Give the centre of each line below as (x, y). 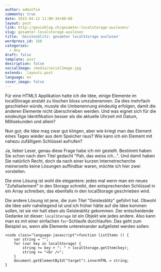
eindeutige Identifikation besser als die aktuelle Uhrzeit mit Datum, (71, 116)
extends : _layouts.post (29, 73)
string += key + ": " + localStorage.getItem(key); (76, 248)
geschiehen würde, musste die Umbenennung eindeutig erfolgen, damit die (80, 106)
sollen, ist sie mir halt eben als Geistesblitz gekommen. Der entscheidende (79, 211)
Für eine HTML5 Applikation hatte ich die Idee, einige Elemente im (71, 96)
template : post (20, 59)
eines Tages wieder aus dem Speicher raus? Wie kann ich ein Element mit (79, 136)
